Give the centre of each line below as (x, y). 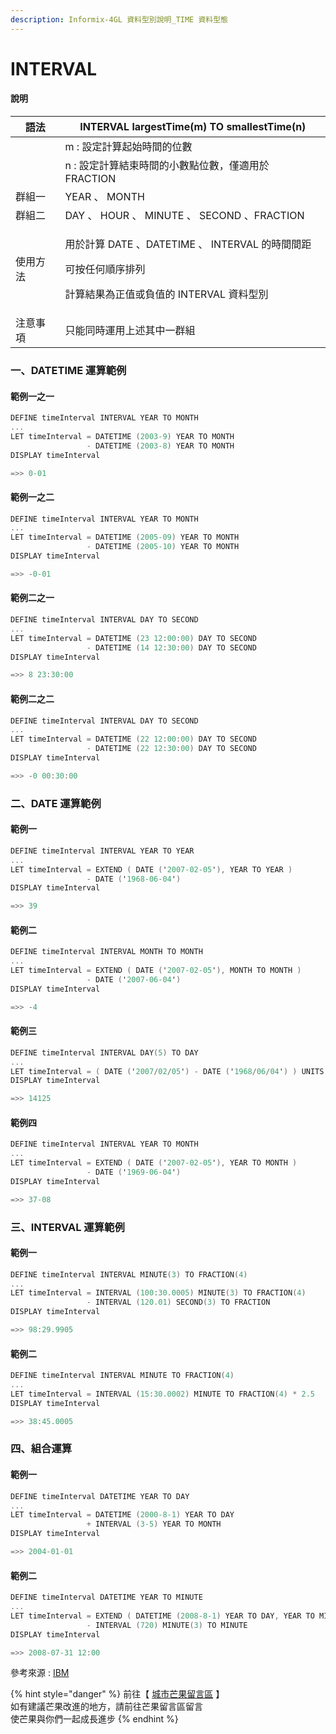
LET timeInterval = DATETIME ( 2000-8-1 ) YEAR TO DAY (122, 1515)
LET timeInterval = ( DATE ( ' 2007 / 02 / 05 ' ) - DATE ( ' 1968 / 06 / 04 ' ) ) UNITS (167, 1071)
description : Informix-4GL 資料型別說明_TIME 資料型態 (119, 19)
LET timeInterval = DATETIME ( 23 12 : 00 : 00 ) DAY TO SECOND (133, 638)
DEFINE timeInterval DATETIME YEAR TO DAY (100, 1496)
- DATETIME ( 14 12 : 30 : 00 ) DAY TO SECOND (171, 647)
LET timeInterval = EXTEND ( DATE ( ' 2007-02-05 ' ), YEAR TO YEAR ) (151, 869)
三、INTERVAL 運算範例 (67, 1227)
